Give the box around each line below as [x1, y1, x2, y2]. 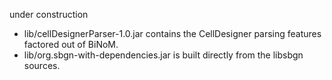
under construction [9, 9, 89, 20]
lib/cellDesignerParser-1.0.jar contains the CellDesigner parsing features [23, 28, 322, 39]
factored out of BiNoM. [23, 39, 119, 50]
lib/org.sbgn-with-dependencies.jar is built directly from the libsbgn [23, 49, 304, 61]
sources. [23, 60, 61, 71]
